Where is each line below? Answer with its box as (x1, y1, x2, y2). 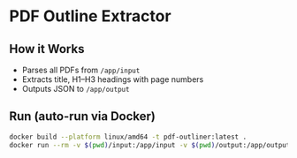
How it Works (9, 41, 85, 56)
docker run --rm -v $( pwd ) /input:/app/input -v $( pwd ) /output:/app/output (9, 140, 291, 149)
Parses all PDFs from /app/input (21, 64, 141, 75)
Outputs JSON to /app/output (21, 84, 130, 94)
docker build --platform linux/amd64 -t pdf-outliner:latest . (9, 132, 247, 141)
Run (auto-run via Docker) (9, 109, 156, 124)
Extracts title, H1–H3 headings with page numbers (21, 74, 204, 85)
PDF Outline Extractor (9, 6, 171, 26)
